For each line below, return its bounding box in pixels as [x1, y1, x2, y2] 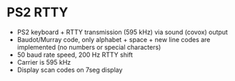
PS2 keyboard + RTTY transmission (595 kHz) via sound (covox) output [16, 28, 228, 36]
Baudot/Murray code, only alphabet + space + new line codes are [16, 35, 211, 43]
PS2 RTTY [6, 4, 69, 21]
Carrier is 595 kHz [16, 58, 71, 66]
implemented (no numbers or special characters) [16, 43, 161, 51]
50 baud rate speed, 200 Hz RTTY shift [16, 50, 134, 59]
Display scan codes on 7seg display [16, 65, 123, 74]
